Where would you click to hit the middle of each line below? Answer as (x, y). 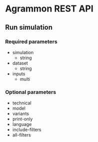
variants (21, 114)
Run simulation (29, 27)
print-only (23, 119)
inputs (19, 74)
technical (22, 103)
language (22, 124)
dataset (20, 63)
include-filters (27, 130)
